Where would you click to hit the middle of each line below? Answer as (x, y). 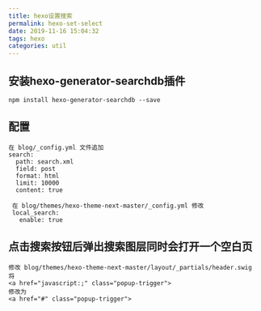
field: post (36, 168)
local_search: (36, 213)
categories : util (38, 46)
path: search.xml (45, 162)
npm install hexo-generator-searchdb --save (84, 100)
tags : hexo (27, 38)
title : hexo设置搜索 (40, 16)
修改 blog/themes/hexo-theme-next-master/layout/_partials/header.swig (130, 267)
